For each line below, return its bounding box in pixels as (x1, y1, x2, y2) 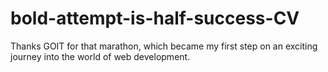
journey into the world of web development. (10, 50, 191, 62)
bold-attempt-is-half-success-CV (10, 7, 300, 30)
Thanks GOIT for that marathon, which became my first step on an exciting (10, 40, 318, 52)
